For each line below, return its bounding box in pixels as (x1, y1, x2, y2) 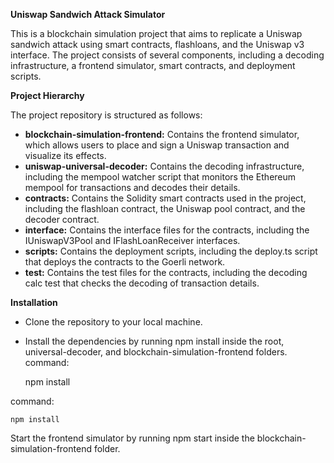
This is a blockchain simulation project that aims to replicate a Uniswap (10, 28, 303, 39)
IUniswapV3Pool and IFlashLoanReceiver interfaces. (24, 235, 241, 246)
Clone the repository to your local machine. (24, 316, 203, 328)
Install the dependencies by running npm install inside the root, (24, 335, 285, 347)
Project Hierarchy (10, 90, 85, 101)
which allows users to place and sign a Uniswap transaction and (24, 139, 290, 151)
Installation (10, 297, 58, 308)
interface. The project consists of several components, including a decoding (10, 49, 325, 61)
